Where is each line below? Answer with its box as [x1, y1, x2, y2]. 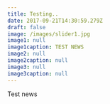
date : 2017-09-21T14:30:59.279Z [7, 17, 103, 24]
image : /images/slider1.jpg [7, 30, 91, 38]
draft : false [7, 24, 46, 31]
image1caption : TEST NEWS [7, 43, 84, 51]
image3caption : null [7, 70, 69, 77]
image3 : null [7, 63, 46, 71]
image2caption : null [7, 57, 69, 64]
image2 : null [7, 51, 46, 58]
